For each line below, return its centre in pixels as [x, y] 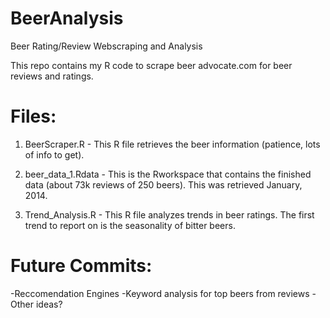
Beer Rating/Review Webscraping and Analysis [106, 46]
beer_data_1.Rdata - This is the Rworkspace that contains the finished [168, 174]
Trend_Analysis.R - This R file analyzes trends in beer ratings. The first [169, 214]
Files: [33, 116]
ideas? [49, 304]
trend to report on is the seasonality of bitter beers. [130, 225]
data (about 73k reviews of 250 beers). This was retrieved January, [163, 184]
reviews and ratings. [52, 76]
